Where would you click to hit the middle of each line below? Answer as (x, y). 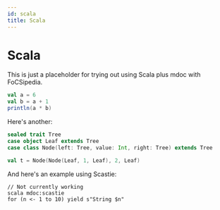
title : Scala (26, 20)
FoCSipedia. (25, 82)
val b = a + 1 (28, 102)
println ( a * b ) (30, 109)
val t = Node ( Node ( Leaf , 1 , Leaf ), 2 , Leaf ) (74, 160)
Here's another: (30, 122)
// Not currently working (45, 187)
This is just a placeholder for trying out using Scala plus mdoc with (104, 75)
